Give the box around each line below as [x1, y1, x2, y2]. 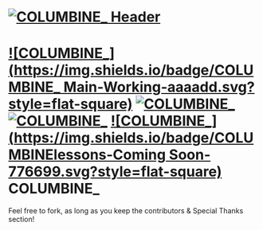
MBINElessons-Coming [8, 146, 166, 164]
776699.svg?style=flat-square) [8, 163, 222, 181]
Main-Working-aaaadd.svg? [63, 78, 255, 96]
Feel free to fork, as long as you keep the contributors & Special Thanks [8, 206, 244, 216]
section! [8, 215, 35, 224]
